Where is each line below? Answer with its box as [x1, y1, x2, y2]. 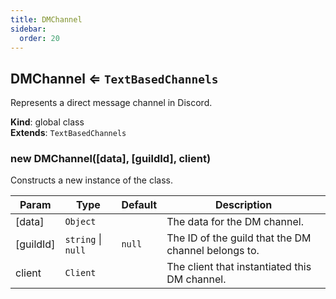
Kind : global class [10, 116, 85, 128]
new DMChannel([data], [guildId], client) [10, 152, 212, 166]
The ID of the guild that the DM [166, 231, 312, 245]
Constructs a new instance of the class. [10, 174, 174, 186]
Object [64, 216, 97, 228]
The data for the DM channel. [166, 215, 304, 229]
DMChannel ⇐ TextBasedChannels [10, 70, 219, 87]
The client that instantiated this [166, 260, 312, 274]
